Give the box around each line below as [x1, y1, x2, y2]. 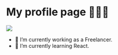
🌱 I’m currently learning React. [14, 42, 89, 49]
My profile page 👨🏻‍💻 [6, 5, 109, 19]
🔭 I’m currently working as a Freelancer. [14, 35, 113, 43]
